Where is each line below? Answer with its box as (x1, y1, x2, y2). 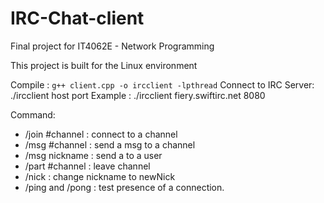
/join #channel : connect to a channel (24, 128, 178, 140)
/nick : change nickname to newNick (24, 170, 176, 182)
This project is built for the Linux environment (10, 59, 198, 71)
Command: (10, 108, 56, 121)
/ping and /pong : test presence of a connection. (24, 181, 225, 193)
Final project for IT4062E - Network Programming (10, 40, 215, 52)
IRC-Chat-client (10, 7, 145, 30)
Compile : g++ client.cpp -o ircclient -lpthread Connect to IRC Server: (10, 78, 315, 91)
